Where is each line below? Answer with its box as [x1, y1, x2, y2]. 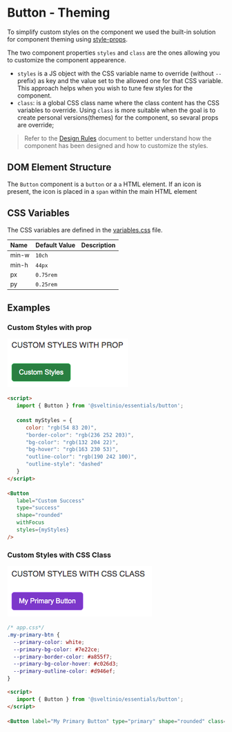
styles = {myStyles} [16, 527, 70, 533]
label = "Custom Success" [16, 497, 85, 504]
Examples [7, 302, 50, 313]
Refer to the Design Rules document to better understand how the [23, 134, 212, 143]
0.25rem [35, 282, 57, 289]
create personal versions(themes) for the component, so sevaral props [17, 113, 219, 122]
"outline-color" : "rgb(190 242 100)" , [25, 453, 137, 461]
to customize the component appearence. [7, 55, 126, 64]
